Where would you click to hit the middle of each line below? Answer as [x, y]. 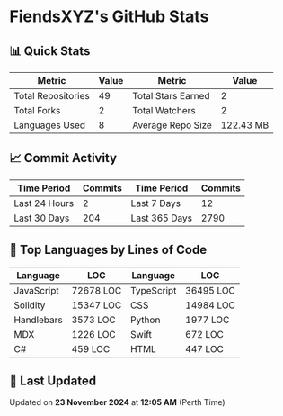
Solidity [30, 305]
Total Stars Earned [171, 96]
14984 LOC [211, 305]
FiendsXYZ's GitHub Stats [109, 17]
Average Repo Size [172, 125]
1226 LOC [94, 334]
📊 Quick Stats [50, 51]
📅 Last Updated [53, 381]
